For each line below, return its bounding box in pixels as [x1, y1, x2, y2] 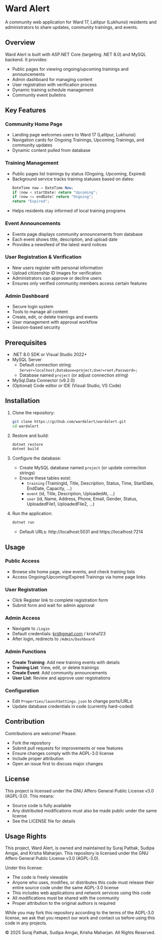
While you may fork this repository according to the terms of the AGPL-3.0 [5, 910, 155, 916]
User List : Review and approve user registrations [12, 675, 111, 681]
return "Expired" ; [12, 199, 50, 204]
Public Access [5, 558, 40, 564]
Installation [5, 397, 40, 405]
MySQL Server [12, 356, 42, 362]
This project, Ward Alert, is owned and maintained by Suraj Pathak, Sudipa [5, 845, 155, 851]
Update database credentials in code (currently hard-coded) [12, 704, 134, 709]
